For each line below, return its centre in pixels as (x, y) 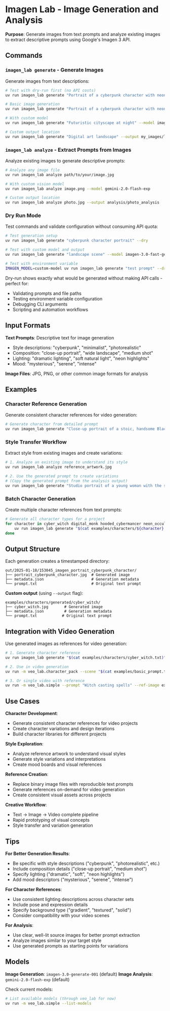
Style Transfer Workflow (36, 442)
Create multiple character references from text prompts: (64, 510)
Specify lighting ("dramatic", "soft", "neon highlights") (69, 874)
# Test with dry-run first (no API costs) (51, 90)
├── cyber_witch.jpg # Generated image (54, 607)
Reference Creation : (27, 774)
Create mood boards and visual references (57, 764)
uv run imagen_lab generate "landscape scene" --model (64, 255)
